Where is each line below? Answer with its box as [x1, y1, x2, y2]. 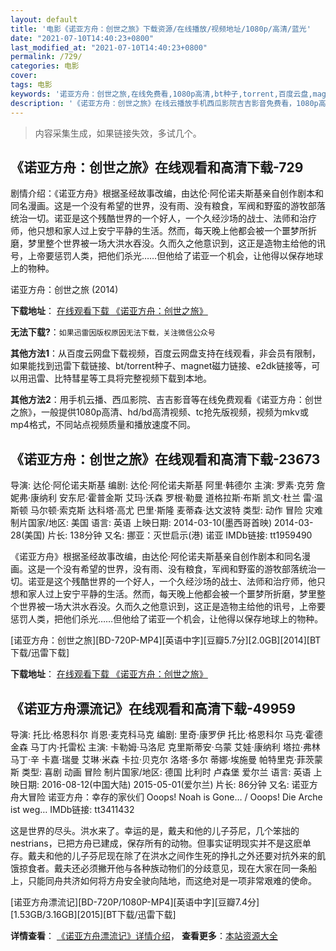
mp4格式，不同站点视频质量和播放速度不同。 [10, 419, 196, 431]
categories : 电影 [10, 61, 80, 71]
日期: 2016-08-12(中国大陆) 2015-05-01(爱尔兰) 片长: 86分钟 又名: [18, 778, 290, 790]
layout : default [10, 14, 78, 25]
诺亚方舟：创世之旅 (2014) [10, 284, 119, 296]
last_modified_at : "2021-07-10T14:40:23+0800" [10, 42, 208, 53]
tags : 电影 [10, 80, 53, 90]
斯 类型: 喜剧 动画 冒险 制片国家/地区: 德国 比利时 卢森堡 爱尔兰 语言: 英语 [10, 766, 312, 778]
